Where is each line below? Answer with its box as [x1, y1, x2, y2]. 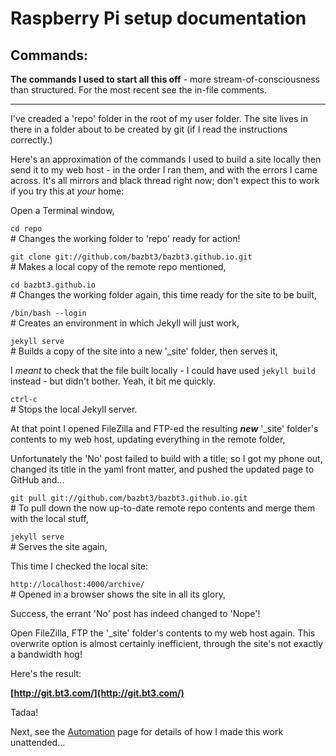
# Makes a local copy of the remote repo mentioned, [10, 261, 227, 272]
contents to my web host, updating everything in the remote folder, [10, 433, 286, 445]
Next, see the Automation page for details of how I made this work [10, 726, 284, 737]
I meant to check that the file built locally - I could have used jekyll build [10, 365, 316, 376]
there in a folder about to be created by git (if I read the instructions [10, 123, 288, 135]
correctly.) [10, 134, 53, 146]
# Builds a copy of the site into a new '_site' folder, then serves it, [10, 345, 278, 357]
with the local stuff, [10, 513, 90, 524]
